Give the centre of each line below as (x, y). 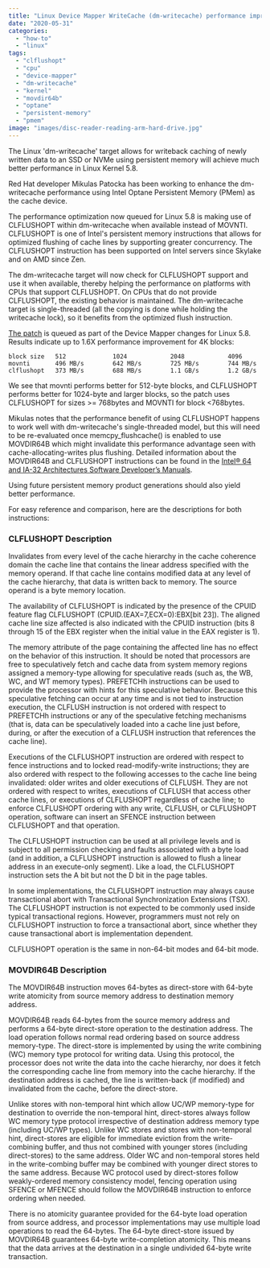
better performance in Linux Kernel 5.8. (73, 168)
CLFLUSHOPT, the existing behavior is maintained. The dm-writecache (126, 300)
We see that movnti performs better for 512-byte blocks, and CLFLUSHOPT (133, 385)
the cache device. (38, 200)
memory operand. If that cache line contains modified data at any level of (130, 573)
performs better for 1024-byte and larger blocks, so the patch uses (119, 394)
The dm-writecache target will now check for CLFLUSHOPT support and (129, 275)
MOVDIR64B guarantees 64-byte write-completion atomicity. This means (130, 1240)
